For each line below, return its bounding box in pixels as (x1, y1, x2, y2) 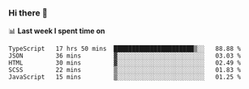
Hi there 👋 (8, 7, 49, 19)
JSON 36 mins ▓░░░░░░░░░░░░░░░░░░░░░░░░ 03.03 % (8, 52, 242, 60)
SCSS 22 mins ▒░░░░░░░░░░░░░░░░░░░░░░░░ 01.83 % (8, 66, 242, 74)
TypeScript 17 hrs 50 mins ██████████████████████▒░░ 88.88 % (8, 44, 242, 53)
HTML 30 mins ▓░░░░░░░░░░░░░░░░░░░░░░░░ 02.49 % (8, 59, 242, 67)
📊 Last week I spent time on (8, 26, 105, 36)
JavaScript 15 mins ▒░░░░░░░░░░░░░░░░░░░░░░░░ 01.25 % (8, 73, 242, 82)
